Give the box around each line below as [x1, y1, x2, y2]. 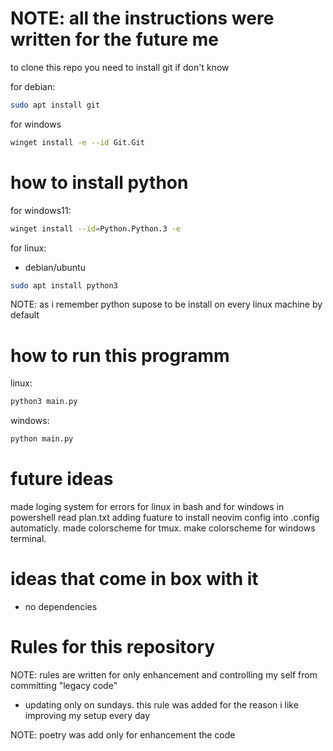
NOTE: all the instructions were [10, 7, 275, 30]
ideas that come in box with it [10, 568, 259, 591]
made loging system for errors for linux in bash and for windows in [10, 501, 285, 512]
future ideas [10, 468, 114, 491]
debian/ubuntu [24, 261, 86, 273]
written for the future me [10, 28, 219, 51]
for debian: [10, 80, 56, 92]
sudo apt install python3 [10, 280, 118, 291]
